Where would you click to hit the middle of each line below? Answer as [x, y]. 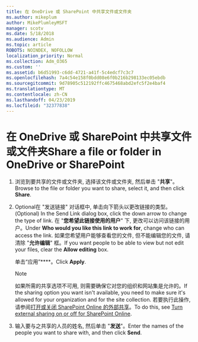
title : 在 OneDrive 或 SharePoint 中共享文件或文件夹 [69, 12]
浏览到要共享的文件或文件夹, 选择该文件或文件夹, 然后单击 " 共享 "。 [96, 182]
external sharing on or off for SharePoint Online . [73, 314]
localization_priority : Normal [45, 56]
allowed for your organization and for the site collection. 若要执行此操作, [103, 300]
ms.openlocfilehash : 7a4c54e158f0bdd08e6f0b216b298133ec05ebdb [86, 78]
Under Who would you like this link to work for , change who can [105, 228]
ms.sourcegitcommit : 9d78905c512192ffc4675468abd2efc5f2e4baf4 [86, 84]
